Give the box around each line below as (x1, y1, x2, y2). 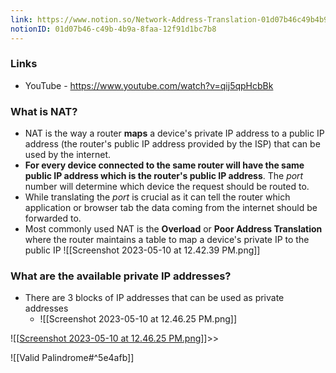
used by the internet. (24, 149, 112, 161)
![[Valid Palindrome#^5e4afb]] (10, 352, 135, 364)
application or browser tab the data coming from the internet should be (24, 202, 318, 214)
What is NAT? (10, 104, 78, 118)
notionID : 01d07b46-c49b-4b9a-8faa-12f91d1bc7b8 (10, 24, 217, 34)
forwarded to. (24, 212, 82, 225)
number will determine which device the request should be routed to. (24, 181, 310, 193)
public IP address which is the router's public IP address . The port (24, 170, 304, 182)
